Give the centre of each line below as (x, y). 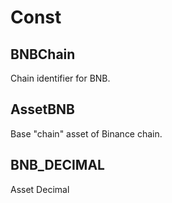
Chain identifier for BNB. (60, 78)
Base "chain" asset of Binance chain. (86, 133)
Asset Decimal (40, 189)
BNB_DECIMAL (57, 165)
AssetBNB (43, 109)
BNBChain (43, 54)
